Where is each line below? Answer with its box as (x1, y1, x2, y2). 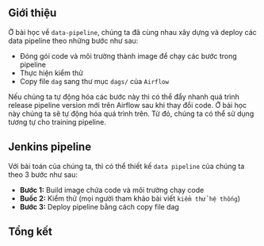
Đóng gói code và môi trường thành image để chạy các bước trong (19, 51, 238, 60)
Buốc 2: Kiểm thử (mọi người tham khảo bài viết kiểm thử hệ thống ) (19, 194, 240, 203)
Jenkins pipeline (8, 140, 92, 154)
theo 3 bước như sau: (8, 170, 78, 179)
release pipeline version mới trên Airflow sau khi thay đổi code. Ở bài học (8, 100, 247, 110)
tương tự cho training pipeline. (8, 117, 107, 126)
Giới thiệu (8, 6, 57, 20)
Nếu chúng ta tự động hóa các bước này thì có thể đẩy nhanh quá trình (8, 91, 239, 102)
